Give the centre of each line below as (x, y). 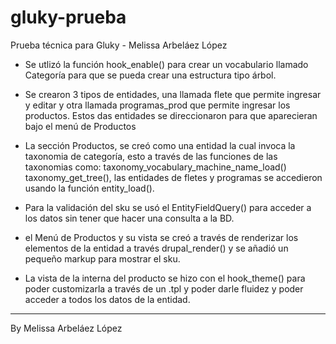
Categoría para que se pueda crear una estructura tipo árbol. (150, 75)
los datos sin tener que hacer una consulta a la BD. (129, 218)
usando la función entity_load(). (89, 188)
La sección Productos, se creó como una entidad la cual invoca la (160, 145)
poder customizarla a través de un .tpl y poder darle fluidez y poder (164, 288)
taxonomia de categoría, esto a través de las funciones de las (151, 156)
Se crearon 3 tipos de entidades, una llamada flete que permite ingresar (173, 94)
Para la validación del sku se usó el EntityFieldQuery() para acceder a (168, 207)
